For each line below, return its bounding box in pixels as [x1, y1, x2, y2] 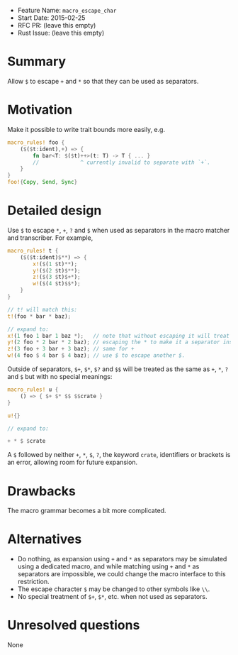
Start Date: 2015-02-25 [17, 13, 86, 22]
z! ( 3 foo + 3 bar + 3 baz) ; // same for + [7, 346, 135, 353]
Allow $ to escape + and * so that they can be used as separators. [7, 77, 199, 85]
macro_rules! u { [7, 386, 59, 393]
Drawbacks [7, 483, 76, 499]
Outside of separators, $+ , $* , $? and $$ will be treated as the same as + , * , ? [7, 365, 229, 373]
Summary [7, 53, 66, 70]
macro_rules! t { [7, 247, 59, 254]
